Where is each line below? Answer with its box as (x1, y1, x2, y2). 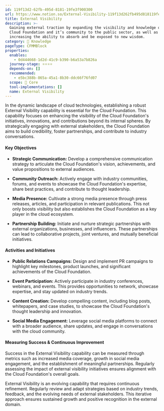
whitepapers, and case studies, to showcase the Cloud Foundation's (12, 303, 150, 309)
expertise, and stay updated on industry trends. (12, 288, 108, 294)
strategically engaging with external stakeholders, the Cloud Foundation (5, 123, 150, 129)
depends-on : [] (9, 67, 41, 71)
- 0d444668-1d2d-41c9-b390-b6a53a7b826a (14, 57, 97, 62)
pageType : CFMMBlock (5, 44, 47, 48)
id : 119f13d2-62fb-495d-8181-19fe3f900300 (5, 7, 93, 12)
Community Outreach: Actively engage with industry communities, (12, 176, 148, 182)
